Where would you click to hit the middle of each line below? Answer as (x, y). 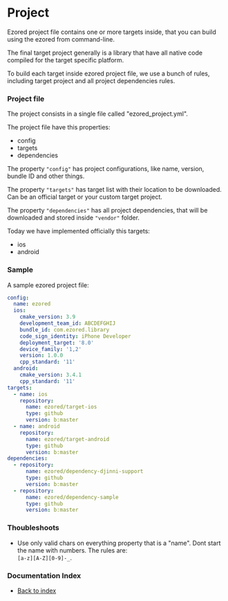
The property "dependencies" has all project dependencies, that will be (107, 210)
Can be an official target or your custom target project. (85, 197)
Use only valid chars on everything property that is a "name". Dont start (119, 543)
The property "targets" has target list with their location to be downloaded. (115, 190)
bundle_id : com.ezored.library (65, 330)
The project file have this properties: (59, 127)
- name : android (37, 427)
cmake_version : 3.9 (48, 317)
